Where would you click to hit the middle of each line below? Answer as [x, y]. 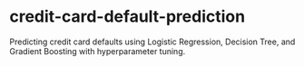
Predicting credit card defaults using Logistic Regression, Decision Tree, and [152, 42]
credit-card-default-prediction [127, 17]
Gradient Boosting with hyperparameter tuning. [98, 51]
